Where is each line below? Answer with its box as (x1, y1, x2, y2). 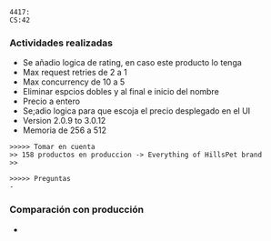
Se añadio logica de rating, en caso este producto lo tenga (22, 57, 243, 68)
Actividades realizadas (9, 36, 114, 49)
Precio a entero (22, 95, 80, 107)
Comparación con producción (9, 204, 144, 216)
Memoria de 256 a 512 (22, 125, 107, 136)
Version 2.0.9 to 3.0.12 (22, 115, 106, 126)
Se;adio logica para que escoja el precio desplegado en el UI (22, 105, 251, 116)
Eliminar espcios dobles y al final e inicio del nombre (22, 86, 220, 97)
